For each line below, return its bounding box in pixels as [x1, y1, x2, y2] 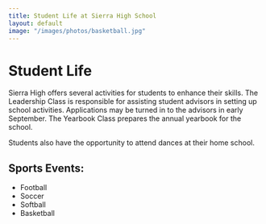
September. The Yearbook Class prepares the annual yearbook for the [8, 114, 242, 123]
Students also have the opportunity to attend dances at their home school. [8, 138, 256, 147]
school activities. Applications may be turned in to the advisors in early [8, 106, 243, 115]
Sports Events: [8, 161, 85, 175]
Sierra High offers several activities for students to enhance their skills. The [8, 88, 259, 97]
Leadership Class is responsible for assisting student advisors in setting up [8, 97, 258, 106]
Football [19, 183, 48, 193]
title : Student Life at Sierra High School [8, 11, 157, 20]
